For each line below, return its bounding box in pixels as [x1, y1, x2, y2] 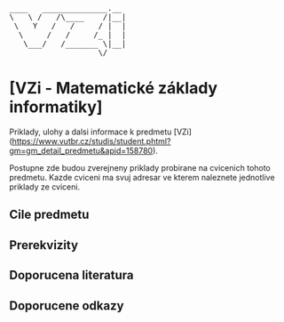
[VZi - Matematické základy [9, 78, 218, 99]
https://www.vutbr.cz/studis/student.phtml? [12, 135, 171, 146]
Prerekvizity [9, 237, 78, 253]
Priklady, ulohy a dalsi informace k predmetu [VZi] [9, 126, 193, 137]
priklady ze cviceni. [9, 181, 81, 192]
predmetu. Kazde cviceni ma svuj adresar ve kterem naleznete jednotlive [9, 172, 275, 182]
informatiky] [9, 97, 103, 117]
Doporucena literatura [9, 268, 134, 283]
